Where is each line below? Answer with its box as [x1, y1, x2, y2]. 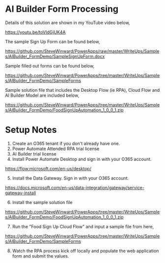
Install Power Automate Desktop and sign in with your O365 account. [12, 156, 152, 162]
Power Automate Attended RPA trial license [12, 146, 100, 152]
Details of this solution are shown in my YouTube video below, [5, 20, 130, 26]
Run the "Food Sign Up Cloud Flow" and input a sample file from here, [12, 223, 154, 229]
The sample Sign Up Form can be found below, [5, 38, 100, 45]
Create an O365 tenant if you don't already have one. [12, 140, 120, 146]
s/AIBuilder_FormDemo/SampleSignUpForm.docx [5, 53, 105, 59]
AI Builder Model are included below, [5, 92, 80, 98]
